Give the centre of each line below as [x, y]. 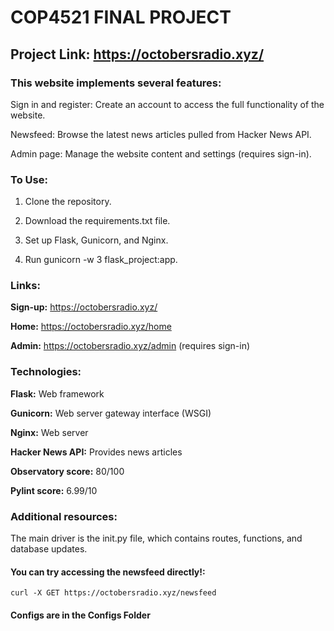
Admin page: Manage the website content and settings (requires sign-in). [161, 153]
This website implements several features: [116, 83]
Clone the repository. [68, 202]
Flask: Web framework [57, 393]
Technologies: [46, 372]
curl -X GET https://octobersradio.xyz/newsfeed [113, 593]
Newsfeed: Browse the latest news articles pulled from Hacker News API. [161, 134]
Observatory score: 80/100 [67, 471]
